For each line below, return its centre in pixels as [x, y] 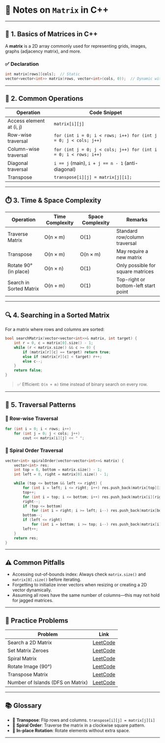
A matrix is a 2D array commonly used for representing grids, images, [76, 46]
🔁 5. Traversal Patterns [41, 405]
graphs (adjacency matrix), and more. [43, 51]
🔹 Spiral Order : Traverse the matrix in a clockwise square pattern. [79, 725]
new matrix [129, 257]
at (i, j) [15, 127]
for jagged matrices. [33, 601]
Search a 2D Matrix [30, 643]
